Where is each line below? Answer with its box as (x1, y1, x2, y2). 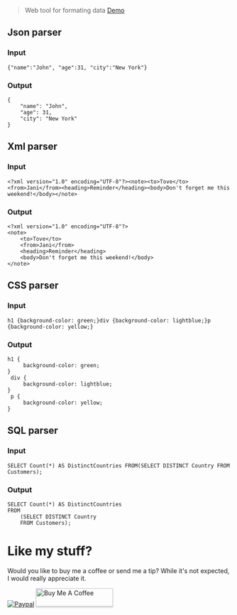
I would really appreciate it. (7, 574, 87, 582)
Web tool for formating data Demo (24, 6, 125, 14)
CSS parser (7, 280, 59, 292)
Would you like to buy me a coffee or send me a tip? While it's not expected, (7, 566, 230, 575)
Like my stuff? (7, 543, 93, 560)
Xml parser (7, 141, 58, 153)
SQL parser (7, 425, 58, 437)
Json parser (7, 26, 62, 38)
